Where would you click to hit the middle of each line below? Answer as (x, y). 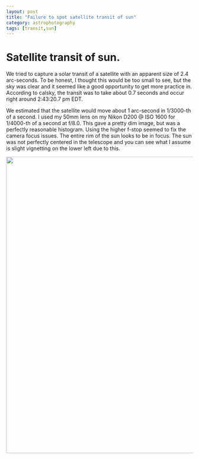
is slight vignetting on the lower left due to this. (63, 148)
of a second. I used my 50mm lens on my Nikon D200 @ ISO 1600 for (91, 117)
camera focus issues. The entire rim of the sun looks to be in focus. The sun (99, 136)
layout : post (22, 12)
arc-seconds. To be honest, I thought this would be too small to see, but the (99, 80)
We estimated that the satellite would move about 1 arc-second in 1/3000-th (99, 111)
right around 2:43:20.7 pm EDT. (45, 99)
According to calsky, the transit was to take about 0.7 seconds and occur (95, 93)
